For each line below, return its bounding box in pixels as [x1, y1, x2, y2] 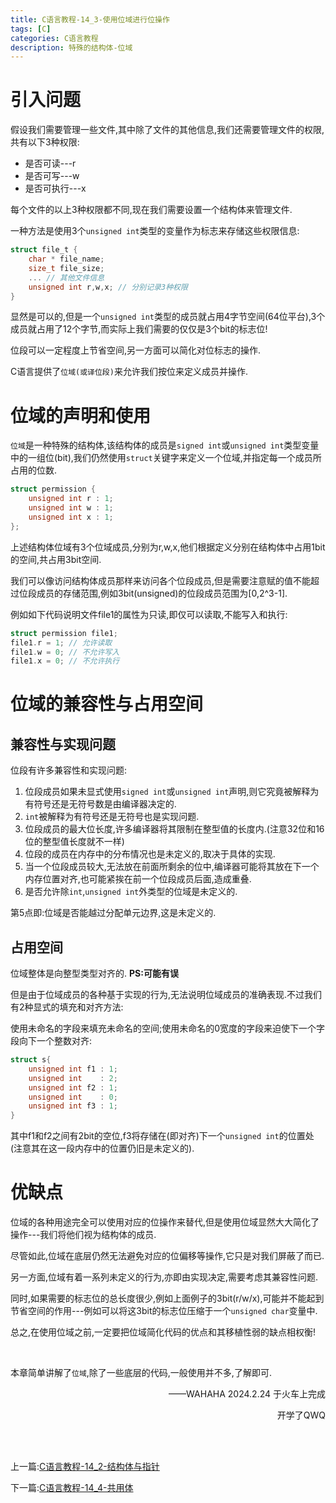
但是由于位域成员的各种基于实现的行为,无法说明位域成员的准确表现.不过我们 [10, 989, 323, 1001]
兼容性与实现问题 [10, 736, 116, 753]
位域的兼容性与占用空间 [10, 693, 204, 716]
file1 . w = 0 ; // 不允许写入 [10, 647, 120, 657]
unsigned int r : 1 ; [28, 494, 114, 504]
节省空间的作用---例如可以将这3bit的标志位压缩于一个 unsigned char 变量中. [10, 1305, 318, 1317]
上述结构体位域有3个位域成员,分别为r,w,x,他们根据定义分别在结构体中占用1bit [10, 541, 326, 553]
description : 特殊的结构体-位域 [10, 42, 133, 53]
